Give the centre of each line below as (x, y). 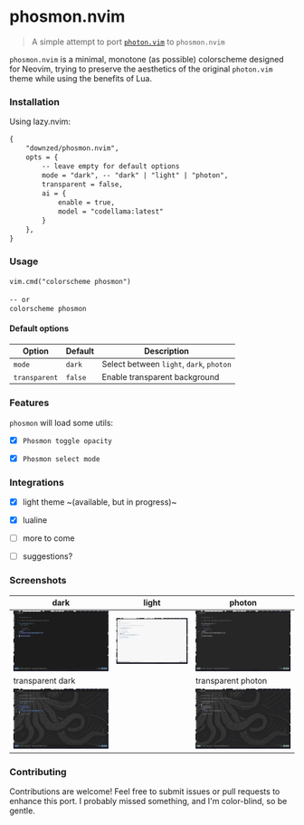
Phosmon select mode (61, 459)
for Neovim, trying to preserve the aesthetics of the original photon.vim (141, 69)
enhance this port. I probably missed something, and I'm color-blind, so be (148, 801)
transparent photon (232, 681)
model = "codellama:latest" (111, 212)
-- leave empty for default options (111, 166)
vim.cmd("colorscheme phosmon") (70, 281)
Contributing (38, 772)
